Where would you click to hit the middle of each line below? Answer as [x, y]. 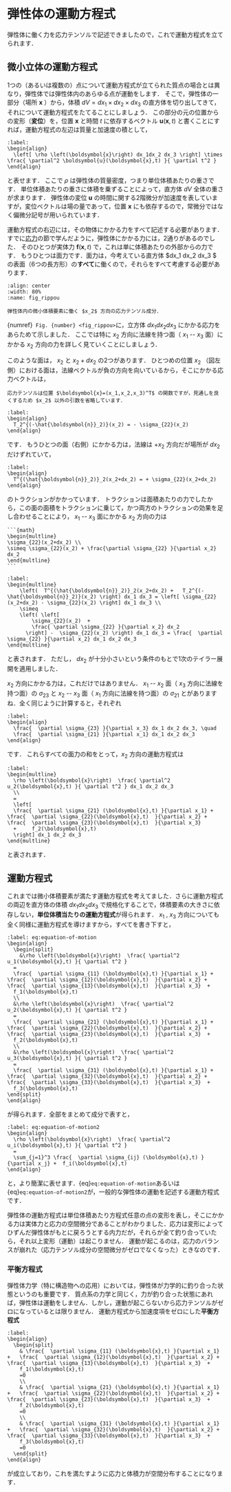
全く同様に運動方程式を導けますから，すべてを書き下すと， [91, 924]
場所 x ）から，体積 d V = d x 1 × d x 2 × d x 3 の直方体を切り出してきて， [122, 103]
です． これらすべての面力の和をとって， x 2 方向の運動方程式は [96, 755]
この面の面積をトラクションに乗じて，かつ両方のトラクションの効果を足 [121, 507]
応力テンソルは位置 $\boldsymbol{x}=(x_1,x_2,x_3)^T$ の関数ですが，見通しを [111, 393]
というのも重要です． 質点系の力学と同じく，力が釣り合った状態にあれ [113, 1294]
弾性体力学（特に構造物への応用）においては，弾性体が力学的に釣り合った [112, 1286]
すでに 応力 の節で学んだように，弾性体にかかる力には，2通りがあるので [108, 238]
